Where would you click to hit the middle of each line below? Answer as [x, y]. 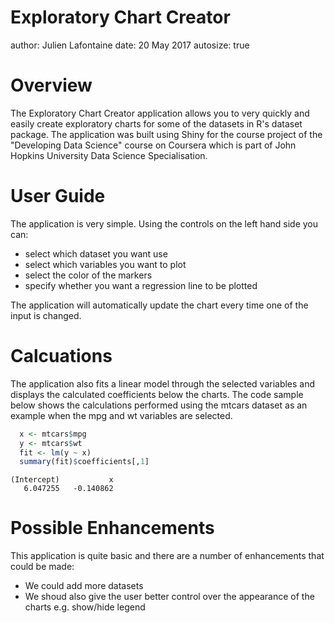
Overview [51, 85]
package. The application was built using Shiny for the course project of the [166, 134]
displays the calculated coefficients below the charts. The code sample [157, 394]
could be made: [42, 567]
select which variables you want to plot [105, 264]
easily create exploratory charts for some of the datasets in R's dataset [156, 123]
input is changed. [46, 315]
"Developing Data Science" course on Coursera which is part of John [153, 145]
